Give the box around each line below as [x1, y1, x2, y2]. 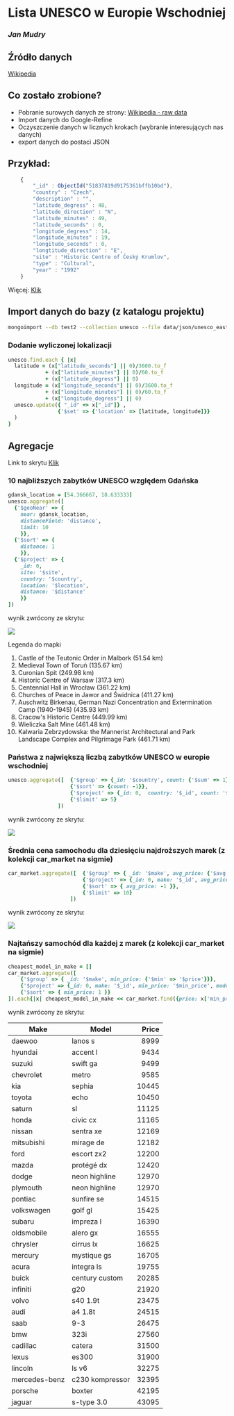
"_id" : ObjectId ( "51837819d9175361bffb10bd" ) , [33, 183, 173, 190]
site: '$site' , [20, 569, 65, 576]
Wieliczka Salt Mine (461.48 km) [17, 720, 110, 728]
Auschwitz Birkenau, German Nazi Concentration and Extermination [17, 698, 212, 706]
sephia [71, 1081, 94, 1091]
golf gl [71, 1205, 93, 1215]
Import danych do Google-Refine [17, 115, 112, 124]
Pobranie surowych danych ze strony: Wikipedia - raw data [17, 108, 187, 116]
